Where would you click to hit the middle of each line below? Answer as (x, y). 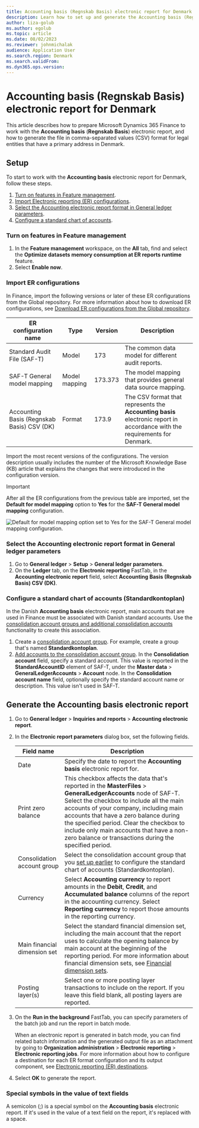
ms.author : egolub (29, 28)
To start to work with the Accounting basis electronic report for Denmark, (96, 177)
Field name (38, 752)
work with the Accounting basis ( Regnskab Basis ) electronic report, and (95, 132)
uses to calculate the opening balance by (121, 941)
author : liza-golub (30, 23)
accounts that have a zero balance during (122, 816)
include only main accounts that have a (118, 831)
